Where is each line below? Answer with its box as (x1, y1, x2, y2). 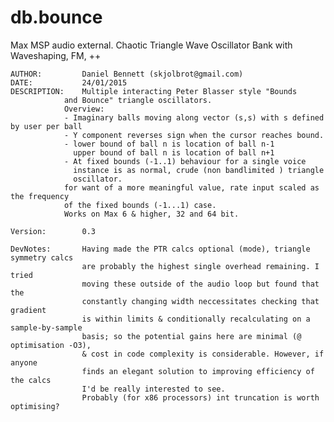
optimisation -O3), (10, 340, 92, 350)
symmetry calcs (10, 252, 74, 263)
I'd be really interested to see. (81, 384, 226, 394)
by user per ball (10, 121, 83, 131)
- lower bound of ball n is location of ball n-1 (63, 139, 275, 149)
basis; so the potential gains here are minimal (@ (81, 331, 302, 341)
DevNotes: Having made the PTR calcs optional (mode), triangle (10, 244, 311, 254)
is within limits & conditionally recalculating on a (81, 314, 311, 324)
